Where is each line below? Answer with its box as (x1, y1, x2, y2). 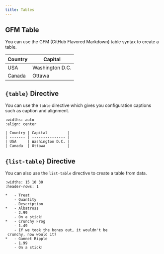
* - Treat (5, 193, 30, 198)
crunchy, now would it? (7, 232, 57, 237)
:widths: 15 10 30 (5, 180, 43, 185)
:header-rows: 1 (5, 184, 39, 189)
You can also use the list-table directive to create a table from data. (5, 170, 147, 176)
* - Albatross (5, 206, 39, 211)
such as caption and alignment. (5, 108, 70, 114)
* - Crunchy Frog (5, 219, 46, 224)
